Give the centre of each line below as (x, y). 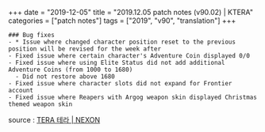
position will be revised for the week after (84, 49)
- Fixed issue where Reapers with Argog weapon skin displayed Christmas (133, 97)
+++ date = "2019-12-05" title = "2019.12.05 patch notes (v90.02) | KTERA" (131, 12)
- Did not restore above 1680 (65, 77)
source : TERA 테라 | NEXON (54, 120)
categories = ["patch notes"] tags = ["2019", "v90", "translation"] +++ (122, 21)
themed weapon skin (40, 104)
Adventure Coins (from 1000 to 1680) (71, 70)
